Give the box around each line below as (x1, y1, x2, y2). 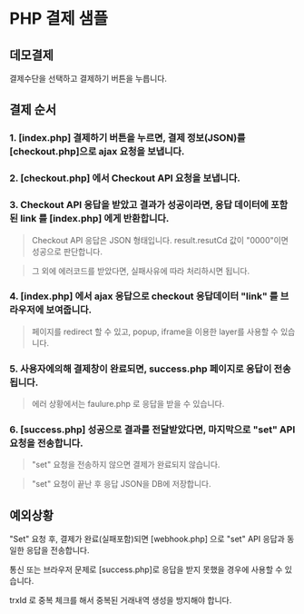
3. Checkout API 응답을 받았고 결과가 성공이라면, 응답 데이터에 (9, 199, 270, 212)
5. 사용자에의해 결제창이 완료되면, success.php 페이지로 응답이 (9, 362, 272, 375)
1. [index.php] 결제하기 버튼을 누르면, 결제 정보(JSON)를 (9, 132, 246, 144)
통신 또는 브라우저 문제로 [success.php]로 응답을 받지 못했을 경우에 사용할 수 (9, 564, 283, 575)
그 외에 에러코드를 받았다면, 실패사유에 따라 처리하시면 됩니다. (31, 265, 250, 276)
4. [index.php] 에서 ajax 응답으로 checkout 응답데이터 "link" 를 (9, 290, 279, 302)
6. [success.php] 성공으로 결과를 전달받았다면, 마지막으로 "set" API (9, 423, 296, 436)
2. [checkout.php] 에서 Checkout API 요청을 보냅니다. (9, 172, 240, 184)
